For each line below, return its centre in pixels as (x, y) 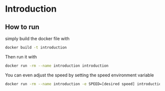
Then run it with (21, 56)
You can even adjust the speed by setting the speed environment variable (80, 75)
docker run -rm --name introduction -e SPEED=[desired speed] (70, 84)
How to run (22, 27)
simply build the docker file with (37, 38)
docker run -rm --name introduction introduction (57, 66)
